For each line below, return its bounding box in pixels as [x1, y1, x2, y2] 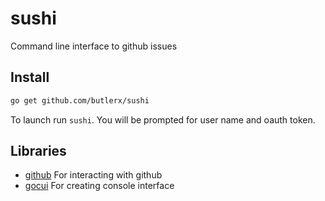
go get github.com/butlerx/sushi [10, 95, 150, 106]
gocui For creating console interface [24, 180, 175, 192]
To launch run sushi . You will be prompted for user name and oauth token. [10, 113, 316, 126]
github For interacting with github [24, 169, 163, 181]
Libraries [10, 143, 67, 160]
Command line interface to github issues [10, 40, 178, 52]
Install [10, 69, 50, 86]
